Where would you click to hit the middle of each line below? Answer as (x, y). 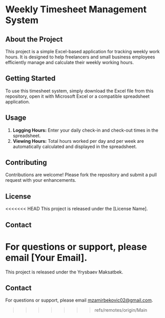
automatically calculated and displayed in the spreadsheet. (75, 146)
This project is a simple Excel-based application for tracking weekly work (82, 51)
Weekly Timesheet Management (76, 9)
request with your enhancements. (41, 180)
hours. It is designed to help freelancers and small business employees (80, 57)
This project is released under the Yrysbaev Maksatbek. (64, 272)
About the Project (34, 39)
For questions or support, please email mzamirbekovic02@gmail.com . (79, 300)
